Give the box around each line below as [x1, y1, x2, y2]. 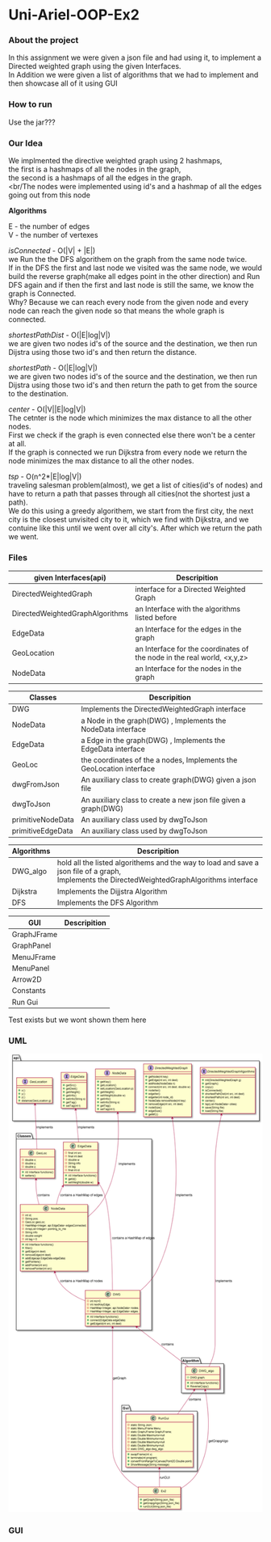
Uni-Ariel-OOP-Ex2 [8, 6, 140, 24]
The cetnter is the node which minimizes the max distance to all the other [8, 413, 252, 423]
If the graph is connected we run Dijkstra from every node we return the [8, 447, 248, 458]
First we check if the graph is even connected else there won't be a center [8, 430, 256, 440]
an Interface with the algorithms [135, 604, 240, 614]
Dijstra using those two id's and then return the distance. [8, 348, 198, 357]
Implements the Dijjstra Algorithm [56, 886, 168, 896]
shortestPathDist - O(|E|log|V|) [8, 330, 111, 340]
